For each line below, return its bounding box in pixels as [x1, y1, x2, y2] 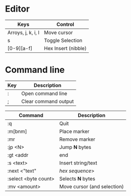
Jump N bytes [59, 144, 91, 150]
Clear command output [21, 98, 74, 105]
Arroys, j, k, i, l [7, 29, 40, 36]
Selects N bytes [59, 175, 96, 182]
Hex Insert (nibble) [44, 45, 87, 51]
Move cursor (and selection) [59, 183, 124, 190]
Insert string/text [59, 159, 98, 166]
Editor [5, 3, 30, 15]
